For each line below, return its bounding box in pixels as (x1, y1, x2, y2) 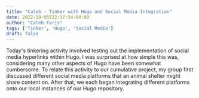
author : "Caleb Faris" (6, 20, 63, 26)
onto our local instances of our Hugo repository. (6, 85, 124, 92)
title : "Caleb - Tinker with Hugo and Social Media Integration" (6, 8, 172, 15)
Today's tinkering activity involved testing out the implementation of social (6, 47, 189, 54)
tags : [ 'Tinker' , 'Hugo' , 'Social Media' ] (6, 25, 114, 31)
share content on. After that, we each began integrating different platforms (6, 78, 190, 86)
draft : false (6, 31, 39, 37)
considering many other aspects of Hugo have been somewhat (6, 60, 161, 67)
